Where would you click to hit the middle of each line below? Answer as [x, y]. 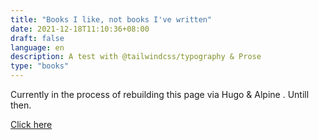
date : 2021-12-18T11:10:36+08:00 [80, 29]
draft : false [37, 38]
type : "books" [40, 66]
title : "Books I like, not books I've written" [111, 19]
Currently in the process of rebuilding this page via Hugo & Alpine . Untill [160, 94]
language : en [37, 47]
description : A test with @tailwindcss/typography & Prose [136, 57]
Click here [31, 124]
